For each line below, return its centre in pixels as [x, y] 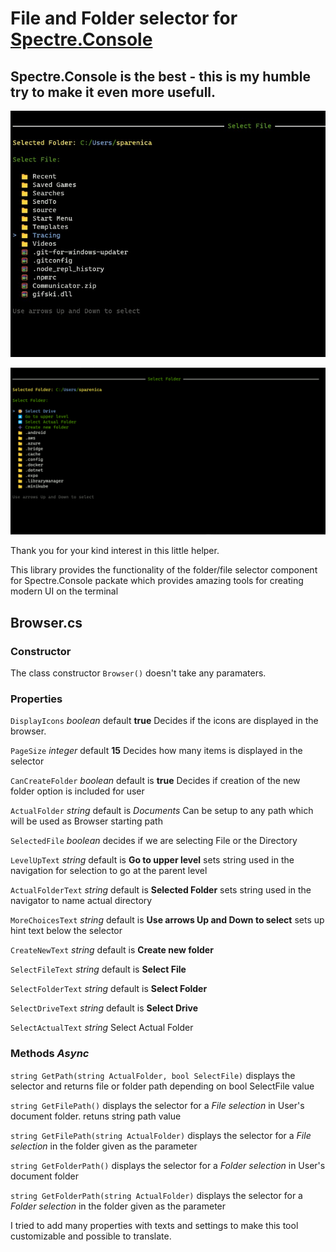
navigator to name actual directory [81, 901]
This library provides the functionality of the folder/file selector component [164, 570]
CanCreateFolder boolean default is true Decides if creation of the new [155, 781]
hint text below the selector [66, 931]
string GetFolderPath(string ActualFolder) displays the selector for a [156, 1195]
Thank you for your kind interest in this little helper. [115, 551]
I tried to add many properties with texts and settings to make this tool [154, 1225]
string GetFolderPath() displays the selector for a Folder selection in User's [168, 1165]
